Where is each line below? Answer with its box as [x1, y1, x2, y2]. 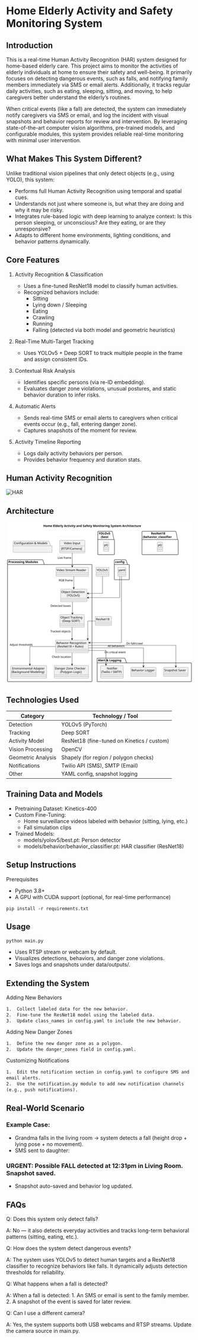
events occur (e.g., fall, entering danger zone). [23, 420, 138, 427]
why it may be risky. [14, 206, 64, 213]
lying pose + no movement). [14, 1140, 84, 1147]
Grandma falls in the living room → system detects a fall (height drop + [14, 1134, 187, 1141]
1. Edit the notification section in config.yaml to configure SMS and [6, 1069, 190, 1075]
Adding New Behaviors [6, 994, 62, 1001]
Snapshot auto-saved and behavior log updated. [14, 1182, 133, 1189]
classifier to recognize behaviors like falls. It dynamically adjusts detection [6, 1262, 188, 1269]
